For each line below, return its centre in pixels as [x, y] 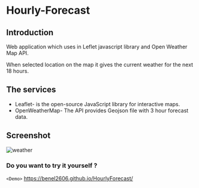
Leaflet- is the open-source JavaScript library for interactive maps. [97, 104]
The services [31, 90]
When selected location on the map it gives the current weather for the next [100, 64]
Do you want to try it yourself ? [52, 165]
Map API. [17, 53]
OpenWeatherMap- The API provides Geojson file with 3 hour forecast [102, 110]
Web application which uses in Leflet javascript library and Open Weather [97, 47]
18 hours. [17, 71]
